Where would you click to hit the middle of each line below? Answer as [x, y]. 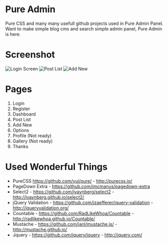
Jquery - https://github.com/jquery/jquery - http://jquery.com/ [77, 235]
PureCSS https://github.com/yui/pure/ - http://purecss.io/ [72, 181]
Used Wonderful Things [56, 167]
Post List [22, 119]
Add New [22, 125]
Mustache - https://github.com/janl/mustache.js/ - [65, 224]
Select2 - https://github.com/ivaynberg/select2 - [63, 192]
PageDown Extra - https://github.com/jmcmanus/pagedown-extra [81, 186]
